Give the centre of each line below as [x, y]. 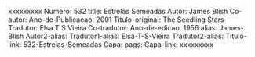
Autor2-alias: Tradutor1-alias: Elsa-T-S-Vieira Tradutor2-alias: [125, 36]
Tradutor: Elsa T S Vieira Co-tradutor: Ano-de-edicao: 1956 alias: [113, 28]
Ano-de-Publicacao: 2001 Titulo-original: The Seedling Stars [127, 20]
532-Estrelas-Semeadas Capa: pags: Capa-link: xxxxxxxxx [118, 45]
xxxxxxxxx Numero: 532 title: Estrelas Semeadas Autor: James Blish [118, 11]
